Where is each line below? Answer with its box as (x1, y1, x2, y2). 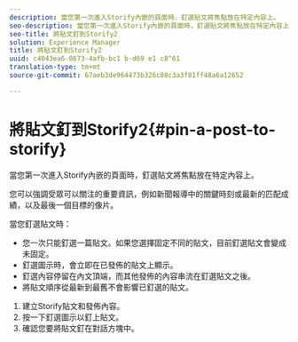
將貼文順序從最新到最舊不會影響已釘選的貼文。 (21, 282, 193, 292)
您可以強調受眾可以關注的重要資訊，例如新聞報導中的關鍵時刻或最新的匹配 (9, 188, 281, 199)
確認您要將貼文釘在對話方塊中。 (21, 322, 139, 333)
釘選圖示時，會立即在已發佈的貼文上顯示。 (21, 259, 178, 270)
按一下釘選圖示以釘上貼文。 (21, 312, 124, 322)
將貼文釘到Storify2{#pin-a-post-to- (9, 119, 277, 139)
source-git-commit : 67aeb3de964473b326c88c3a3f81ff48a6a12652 (9, 71, 244, 80)
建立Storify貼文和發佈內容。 (21, 300, 125, 311)
